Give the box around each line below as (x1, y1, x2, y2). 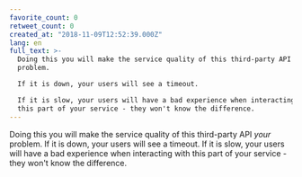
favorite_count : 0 (9, 13, 78, 22)
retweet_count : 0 (9, 22, 75, 31)
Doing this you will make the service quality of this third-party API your (9, 128, 271, 139)
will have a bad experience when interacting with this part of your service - (9, 147, 288, 158)
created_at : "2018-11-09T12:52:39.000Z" (9, 30, 164, 39)
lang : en (9, 38, 42, 48)
